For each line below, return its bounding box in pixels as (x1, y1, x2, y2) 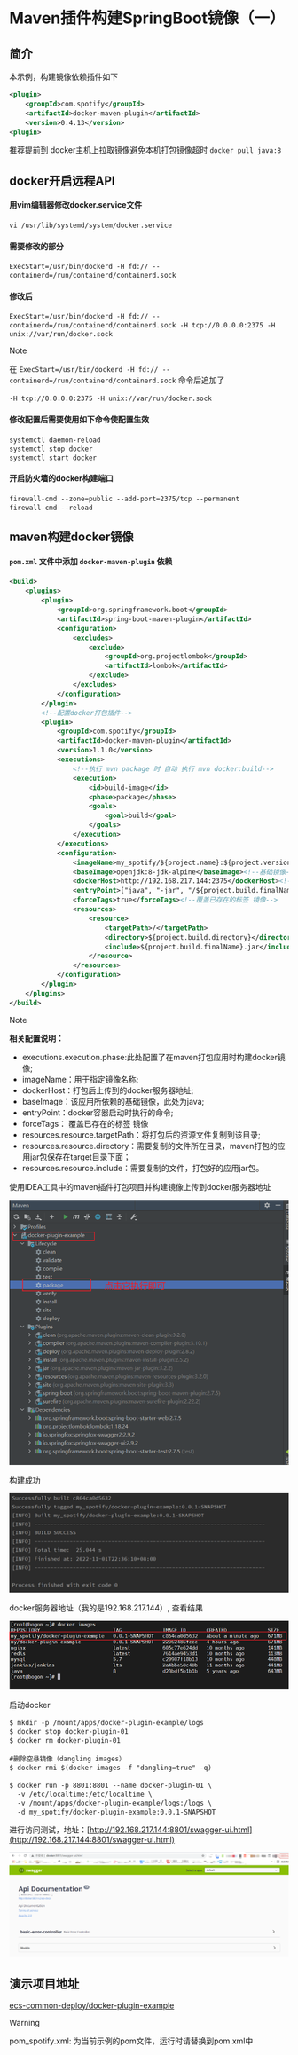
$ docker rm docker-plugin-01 (9, 1736, 122, 1744)
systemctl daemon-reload (9, 436, 101, 445)
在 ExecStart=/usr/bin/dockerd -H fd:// (9, 364, 159, 374)
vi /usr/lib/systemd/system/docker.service (9, 221, 173, 230)
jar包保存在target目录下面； (29, 1151, 131, 1162)
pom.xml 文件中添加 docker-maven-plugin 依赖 (9, 555, 173, 566)
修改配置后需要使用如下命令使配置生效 (9, 413, 149, 424)
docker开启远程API (9, 173, 115, 188)
